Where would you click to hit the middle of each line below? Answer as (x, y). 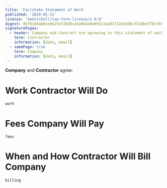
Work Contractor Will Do (56, 91)
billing (13, 181)
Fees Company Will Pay (55, 123)
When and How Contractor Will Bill (78, 156)
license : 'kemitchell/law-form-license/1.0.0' (54, 19)
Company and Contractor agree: (39, 70)
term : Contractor (32, 38)
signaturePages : (22, 28)
